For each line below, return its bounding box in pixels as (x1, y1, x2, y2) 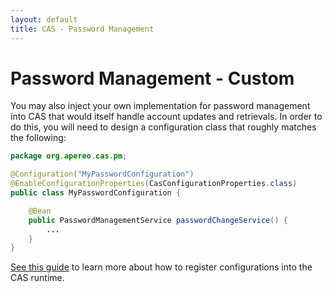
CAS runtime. (10, 272, 65, 284)
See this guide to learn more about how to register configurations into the (10, 261, 313, 273)
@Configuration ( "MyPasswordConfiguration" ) (10, 169, 195, 180)
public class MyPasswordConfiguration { (10, 188, 182, 198)
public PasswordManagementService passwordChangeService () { (28, 215, 288, 225)
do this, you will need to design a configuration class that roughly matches (10, 121, 317, 133)
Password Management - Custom (10, 67, 295, 90)
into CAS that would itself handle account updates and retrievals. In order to (10, 111, 323, 123)
